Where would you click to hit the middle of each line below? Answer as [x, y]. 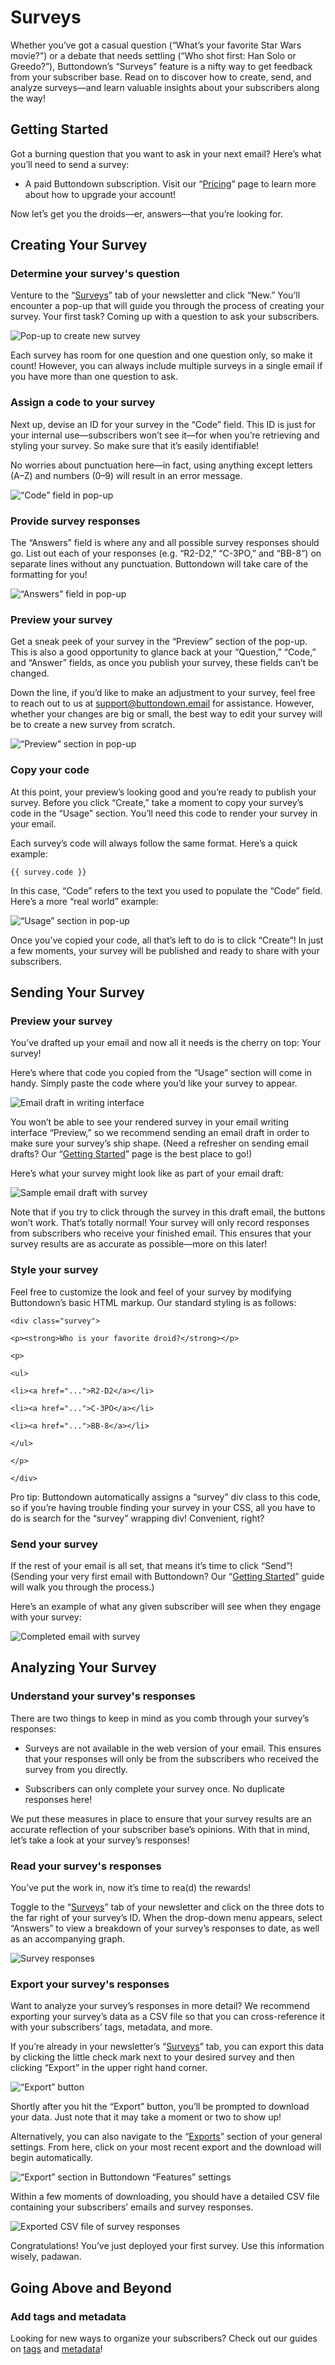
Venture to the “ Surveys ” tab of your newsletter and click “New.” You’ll [155, 295]
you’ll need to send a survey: [70, 164]
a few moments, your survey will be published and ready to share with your [165, 950]
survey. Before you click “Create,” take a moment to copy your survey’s [157, 802]
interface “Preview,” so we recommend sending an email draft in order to [160, 1133]
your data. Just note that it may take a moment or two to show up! [146, 2117]
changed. [30, 673]
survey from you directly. [76, 1769]
